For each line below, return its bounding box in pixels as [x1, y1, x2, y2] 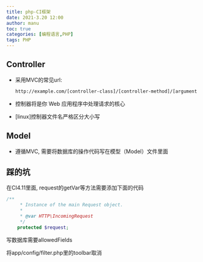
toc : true [6, 25, 32, 32]
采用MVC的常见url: [15, 76, 62, 84]
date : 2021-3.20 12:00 [6, 15, 64, 21]
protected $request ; [17, 224, 69, 231]
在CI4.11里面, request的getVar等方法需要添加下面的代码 [6, 184, 144, 191]
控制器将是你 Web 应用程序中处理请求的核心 [15, 100, 125, 107]
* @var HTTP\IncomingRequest [19, 213, 94, 219]
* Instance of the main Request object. [19, 202, 123, 208]
